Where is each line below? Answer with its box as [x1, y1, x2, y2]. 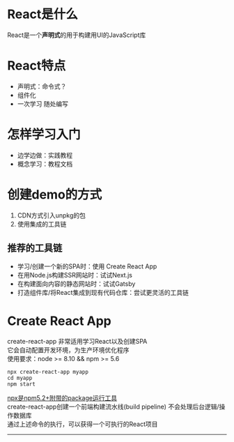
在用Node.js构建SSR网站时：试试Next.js [17, 270, 132, 279]
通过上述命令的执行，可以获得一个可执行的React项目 [7, 420, 158, 428]
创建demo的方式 [7, 187, 102, 202]
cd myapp [7, 374, 33, 381]
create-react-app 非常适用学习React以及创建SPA [7, 337, 148, 345]
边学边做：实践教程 [17, 151, 73, 159]
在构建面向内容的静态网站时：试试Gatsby [17, 280, 136, 288]
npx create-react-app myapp [7, 368, 89, 375]
